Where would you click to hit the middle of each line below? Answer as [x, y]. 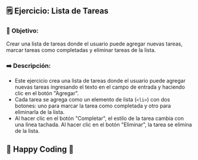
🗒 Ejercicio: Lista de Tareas [57, 11]
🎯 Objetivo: [22, 31]
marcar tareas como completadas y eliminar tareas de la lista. [81, 50]
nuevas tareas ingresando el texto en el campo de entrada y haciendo [100, 87]
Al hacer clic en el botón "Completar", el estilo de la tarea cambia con [99, 118]
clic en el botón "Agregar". [47, 93]
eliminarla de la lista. [40, 112]
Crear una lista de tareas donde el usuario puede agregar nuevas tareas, [95, 44]
